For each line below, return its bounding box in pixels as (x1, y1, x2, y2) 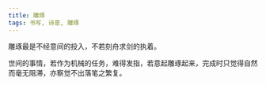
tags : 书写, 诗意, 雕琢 (8, 19, 79, 27)
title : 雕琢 (8, 11, 45, 20)
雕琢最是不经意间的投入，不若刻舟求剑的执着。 (8, 41, 161, 51)
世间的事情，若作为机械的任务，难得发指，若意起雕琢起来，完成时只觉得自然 (8, 58, 258, 68)
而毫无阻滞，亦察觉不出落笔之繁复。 (8, 68, 127, 77)
